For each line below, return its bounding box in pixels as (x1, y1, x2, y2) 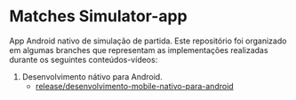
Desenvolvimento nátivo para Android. (21, 71, 163, 81)
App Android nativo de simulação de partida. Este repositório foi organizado (9, 35, 287, 46)
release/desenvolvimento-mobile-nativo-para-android (35, 81, 234, 91)
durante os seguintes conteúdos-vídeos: (9, 54, 158, 65)
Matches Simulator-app (9, 6, 188, 27)
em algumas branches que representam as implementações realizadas (9, 44, 268, 55)
